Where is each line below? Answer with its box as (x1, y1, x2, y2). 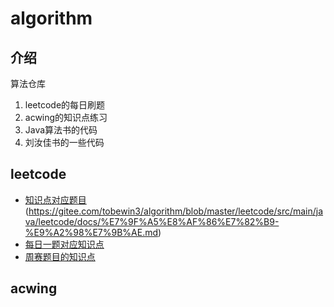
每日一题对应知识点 (24, 238, 105, 250)
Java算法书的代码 (24, 124, 98, 136)
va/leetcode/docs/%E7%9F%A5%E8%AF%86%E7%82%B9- (24, 215, 280, 227)
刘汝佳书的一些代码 (24, 137, 105, 148)
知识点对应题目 (24, 193, 87, 206)
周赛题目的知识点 (24, 250, 96, 262)
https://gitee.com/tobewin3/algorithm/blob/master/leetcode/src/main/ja (28, 205, 324, 217)
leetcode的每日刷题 (24, 99, 106, 111)
